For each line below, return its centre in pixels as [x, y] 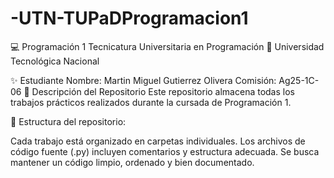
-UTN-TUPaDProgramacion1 [129, 18]
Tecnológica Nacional [55, 61]
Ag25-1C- [299, 80]
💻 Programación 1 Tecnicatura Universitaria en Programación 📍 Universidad [167, 46]
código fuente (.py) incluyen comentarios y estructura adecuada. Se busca [165, 151]
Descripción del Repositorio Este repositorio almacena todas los [163, 91]
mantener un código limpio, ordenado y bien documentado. [132, 162]
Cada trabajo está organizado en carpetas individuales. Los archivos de [158, 141]
